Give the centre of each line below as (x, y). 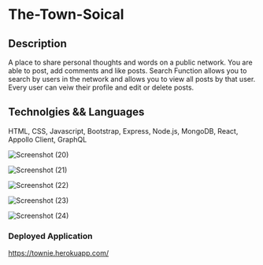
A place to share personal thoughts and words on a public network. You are (131, 62)
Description (37, 44)
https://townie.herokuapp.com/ (58, 253)
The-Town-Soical (66, 15)
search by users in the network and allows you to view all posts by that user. (132, 79)
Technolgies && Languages (76, 112)
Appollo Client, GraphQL (48, 139)
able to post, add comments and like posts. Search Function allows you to (128, 71)
